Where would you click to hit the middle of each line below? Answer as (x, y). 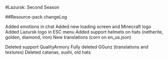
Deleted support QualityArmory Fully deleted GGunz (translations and (77, 47)
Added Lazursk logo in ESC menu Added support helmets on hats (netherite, (84, 32)
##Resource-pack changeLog (36, 17)
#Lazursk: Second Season (32, 7)
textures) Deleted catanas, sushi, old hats (48, 52)
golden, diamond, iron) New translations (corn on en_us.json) (68, 37)
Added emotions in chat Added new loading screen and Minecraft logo (78, 26)
